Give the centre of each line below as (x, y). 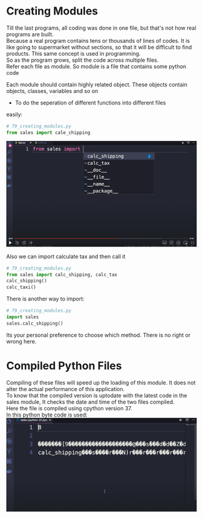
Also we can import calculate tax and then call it (66, 256)
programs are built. (30, 34)
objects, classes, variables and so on (52, 91)
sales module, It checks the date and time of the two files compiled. (91, 402)
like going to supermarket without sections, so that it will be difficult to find (99, 47)
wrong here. (21, 341)
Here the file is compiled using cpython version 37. (69, 408)
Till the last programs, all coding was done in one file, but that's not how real (101, 28)
